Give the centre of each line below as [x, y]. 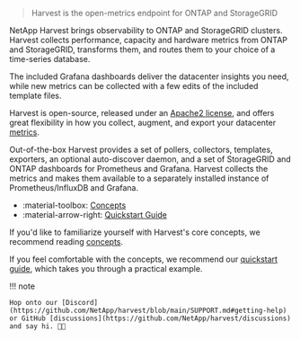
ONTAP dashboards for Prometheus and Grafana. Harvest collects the [139, 169]
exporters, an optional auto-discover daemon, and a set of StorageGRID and [150, 159]
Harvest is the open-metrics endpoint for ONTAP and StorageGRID [154, 13]
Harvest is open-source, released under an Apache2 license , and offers [142, 113]
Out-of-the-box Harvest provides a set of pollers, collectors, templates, [141, 149]
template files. [35, 95]
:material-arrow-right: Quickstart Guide [95, 215]
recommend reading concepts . [66, 242]
